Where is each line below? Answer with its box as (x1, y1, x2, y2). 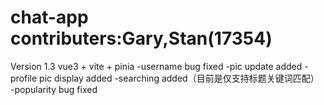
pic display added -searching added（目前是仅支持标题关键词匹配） (39, 72, 320, 84)
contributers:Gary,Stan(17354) (10, 27, 273, 50)
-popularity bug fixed (10, 83, 98, 95)
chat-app (10, 6, 89, 29)
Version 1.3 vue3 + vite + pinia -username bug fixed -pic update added (10, 60, 303, 72)
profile (10, 72, 38, 84)
